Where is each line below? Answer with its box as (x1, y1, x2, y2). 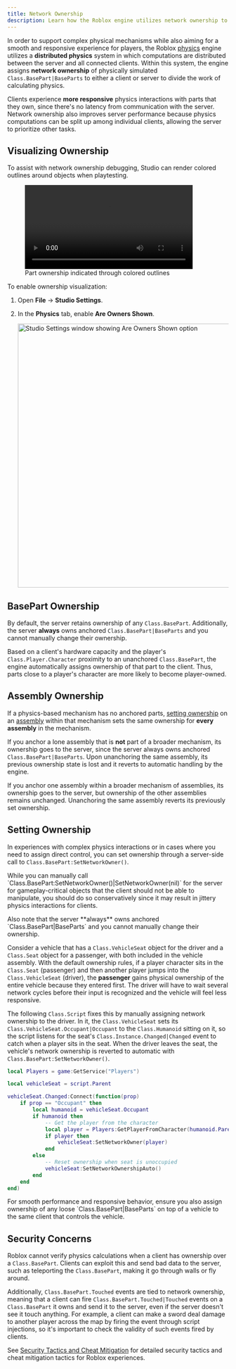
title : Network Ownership (7, 10, 83, 18)
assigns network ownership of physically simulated (7, 66, 158, 75)
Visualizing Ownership (7, 145, 109, 157)
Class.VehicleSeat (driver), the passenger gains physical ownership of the (7, 973, 225, 982)
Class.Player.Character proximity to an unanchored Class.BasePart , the (7, 655, 216, 663)
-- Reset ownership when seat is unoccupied (44, 1159, 178, 1166)
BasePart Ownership (7, 600, 100, 612)
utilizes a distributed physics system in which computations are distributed (7, 51, 226, 60)
